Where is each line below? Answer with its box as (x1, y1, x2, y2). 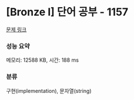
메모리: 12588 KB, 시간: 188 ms (6, 56, 79, 64)
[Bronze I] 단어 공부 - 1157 (6, 5, 129, 19)
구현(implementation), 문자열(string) (6, 87, 92, 94)
